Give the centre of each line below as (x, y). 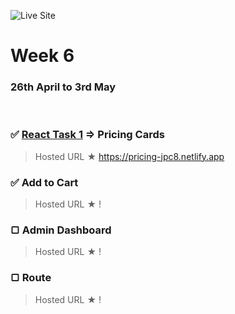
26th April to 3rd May (63, 87)
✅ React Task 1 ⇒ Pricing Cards (87, 135)
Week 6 (42, 56)
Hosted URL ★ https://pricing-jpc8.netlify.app (129, 156)
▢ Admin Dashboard (61, 230)
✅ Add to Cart (44, 182)
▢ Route (31, 278)
